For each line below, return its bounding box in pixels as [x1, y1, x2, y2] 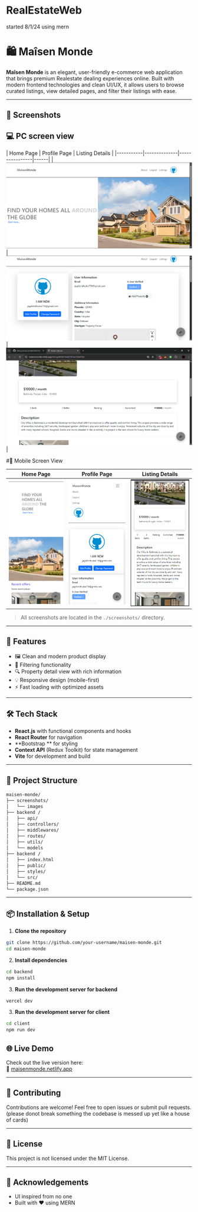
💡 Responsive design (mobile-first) [14, 676, 100, 683]
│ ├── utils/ [6, 839, 44, 845]
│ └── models [6, 845, 44, 851]
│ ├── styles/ [6, 869, 46, 875]
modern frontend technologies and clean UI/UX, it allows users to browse [6, 81, 184, 88]
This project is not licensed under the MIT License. [6, 1155, 130, 1162]
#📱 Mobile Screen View [6, 457, 63, 464]
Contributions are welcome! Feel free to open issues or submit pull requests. [6, 1104, 192, 1111]
